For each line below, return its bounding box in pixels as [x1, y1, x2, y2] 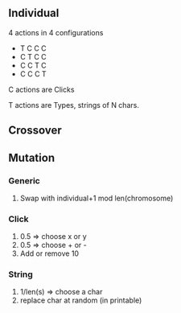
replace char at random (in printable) [19, 295, 142, 305]
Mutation [8, 150, 55, 164]
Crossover [8, 124, 62, 138]
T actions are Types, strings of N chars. [8, 100, 139, 109]
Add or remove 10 [19, 249, 79, 258]
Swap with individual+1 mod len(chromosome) [19, 193, 174, 203]
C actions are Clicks [8, 84, 75, 94]
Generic [8, 175, 40, 186]
